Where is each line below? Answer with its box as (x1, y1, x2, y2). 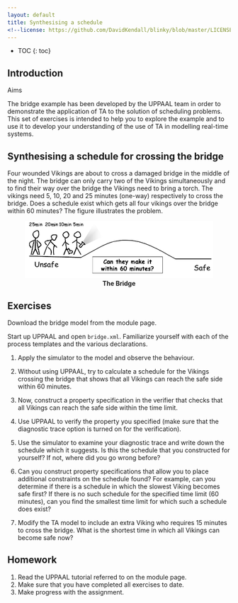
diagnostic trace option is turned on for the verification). (17, 425, 182, 433)
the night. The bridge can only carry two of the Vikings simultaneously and (7, 177, 225, 185)
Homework (7, 554, 57, 566)
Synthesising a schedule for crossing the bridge (7, 150, 225, 162)
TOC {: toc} (17, 47, 51, 55)
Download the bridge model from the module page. (7, 318, 157, 327)
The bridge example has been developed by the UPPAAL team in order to (7, 100, 221, 108)
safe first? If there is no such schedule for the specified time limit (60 (17, 490, 220, 498)
